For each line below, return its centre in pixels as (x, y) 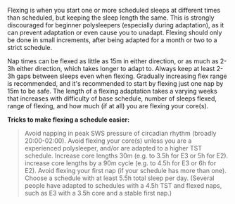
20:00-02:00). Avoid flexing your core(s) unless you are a (108, 141)
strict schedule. (30, 47)
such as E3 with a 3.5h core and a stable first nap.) (98, 193)
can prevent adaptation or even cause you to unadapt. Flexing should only (115, 32)
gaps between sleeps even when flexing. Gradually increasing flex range (122, 76)
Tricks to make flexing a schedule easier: (69, 120)
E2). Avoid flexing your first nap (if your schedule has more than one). (125, 171)
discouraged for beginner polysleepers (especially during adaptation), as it (115, 25)
